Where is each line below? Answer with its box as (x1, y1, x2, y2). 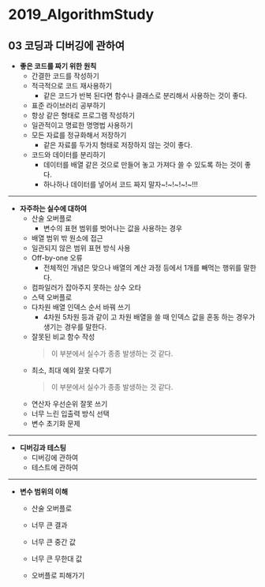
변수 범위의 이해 (19, 487, 69, 496)
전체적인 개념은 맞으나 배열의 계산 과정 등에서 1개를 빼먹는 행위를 (43, 263, 242, 272)
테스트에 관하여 (31, 463, 79, 472)
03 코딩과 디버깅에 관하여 (8, 39, 125, 52)
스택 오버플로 (31, 293, 73, 301)
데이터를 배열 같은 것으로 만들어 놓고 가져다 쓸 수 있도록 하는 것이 (43, 160, 243, 169)
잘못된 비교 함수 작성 (31, 332, 95, 341)
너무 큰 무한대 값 (31, 554, 83, 563)
